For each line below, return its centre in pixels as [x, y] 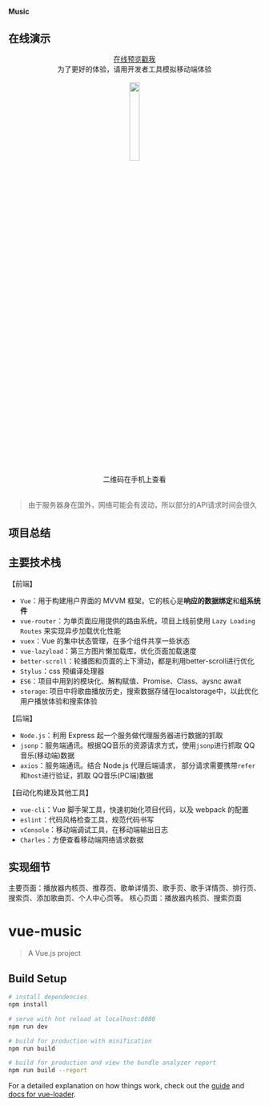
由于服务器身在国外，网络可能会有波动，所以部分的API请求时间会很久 [143, 505]
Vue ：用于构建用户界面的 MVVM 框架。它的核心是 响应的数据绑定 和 [130, 600]
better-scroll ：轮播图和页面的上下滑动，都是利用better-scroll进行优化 [137, 661]
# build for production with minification [80, 1041]
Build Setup [38, 979]
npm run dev [28, 1026]
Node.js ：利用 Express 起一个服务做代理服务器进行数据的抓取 [121, 735]
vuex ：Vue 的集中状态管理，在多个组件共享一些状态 [105, 641]
